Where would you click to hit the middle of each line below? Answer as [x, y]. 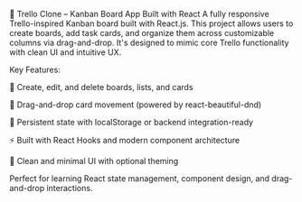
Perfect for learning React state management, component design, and [139, 179]
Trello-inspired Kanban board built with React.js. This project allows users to [151, 23]
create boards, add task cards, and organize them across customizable [142, 33]
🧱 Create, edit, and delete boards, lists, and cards [101, 87]
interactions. [70, 188]
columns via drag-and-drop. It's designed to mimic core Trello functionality [149, 42]
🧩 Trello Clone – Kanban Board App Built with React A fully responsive [139, 14]
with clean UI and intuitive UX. [66, 52]
